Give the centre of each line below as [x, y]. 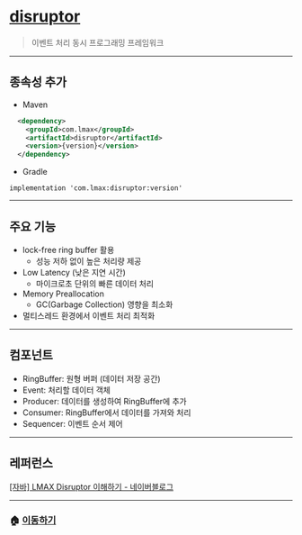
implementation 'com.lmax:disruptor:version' [96, 188]
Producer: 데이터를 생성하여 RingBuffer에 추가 [104, 401]
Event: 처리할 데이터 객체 [66, 390]
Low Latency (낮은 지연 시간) [74, 272]
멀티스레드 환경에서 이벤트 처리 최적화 [89, 315]
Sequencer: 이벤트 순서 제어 [72, 423]
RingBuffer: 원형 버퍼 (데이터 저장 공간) [91, 378]
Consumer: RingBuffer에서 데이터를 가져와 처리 [107, 413]
